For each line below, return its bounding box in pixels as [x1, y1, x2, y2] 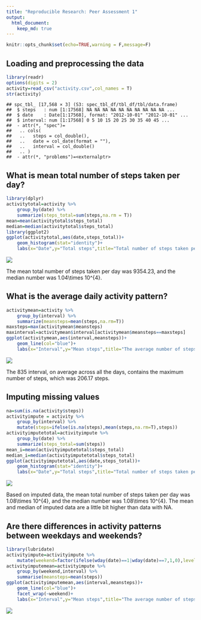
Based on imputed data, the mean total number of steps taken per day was [6, 491, 190, 499]
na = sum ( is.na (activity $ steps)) [6, 408, 84, 414]
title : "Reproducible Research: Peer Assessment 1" [6, 8, 138, 15]
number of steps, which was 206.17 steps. [6, 375, 110, 382]
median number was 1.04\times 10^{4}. [6, 274, 102, 281]
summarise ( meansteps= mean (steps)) [17, 574, 103, 581]
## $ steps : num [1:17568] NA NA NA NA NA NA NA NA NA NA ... [6, 107, 175, 113]
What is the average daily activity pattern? [6, 291, 168, 302]
